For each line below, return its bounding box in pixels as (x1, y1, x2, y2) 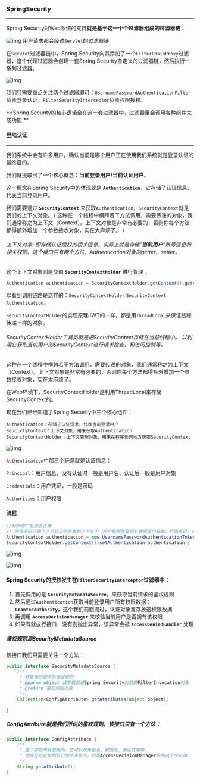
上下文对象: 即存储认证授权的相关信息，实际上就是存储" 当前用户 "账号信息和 (6, 241, 192, 248)
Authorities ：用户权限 (6, 495, 62, 502)
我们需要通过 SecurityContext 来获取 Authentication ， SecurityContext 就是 (6, 204, 189, 211)
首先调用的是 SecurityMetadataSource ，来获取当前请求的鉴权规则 (14, 591, 174, 598)
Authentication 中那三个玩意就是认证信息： (6, 457, 112, 464)
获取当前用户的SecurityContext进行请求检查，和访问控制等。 (16, 341, 166, 348)
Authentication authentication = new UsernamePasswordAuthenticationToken (6, 534, 196, 540)
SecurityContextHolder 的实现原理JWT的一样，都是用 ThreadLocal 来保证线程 (6, 311, 192, 318)
